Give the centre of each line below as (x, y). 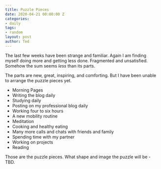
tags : (11, 28)
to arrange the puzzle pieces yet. (38, 80)
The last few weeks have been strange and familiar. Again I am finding (76, 55)
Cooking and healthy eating (40, 126)
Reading (21, 147)
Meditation (23, 121)
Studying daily (27, 100)
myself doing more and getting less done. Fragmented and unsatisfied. (76, 60)
